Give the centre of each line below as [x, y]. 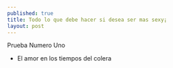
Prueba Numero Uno [36, 46]
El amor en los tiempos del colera [64, 58]
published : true [30, 13]
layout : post [26, 26]
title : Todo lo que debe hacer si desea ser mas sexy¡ [87, 20]
